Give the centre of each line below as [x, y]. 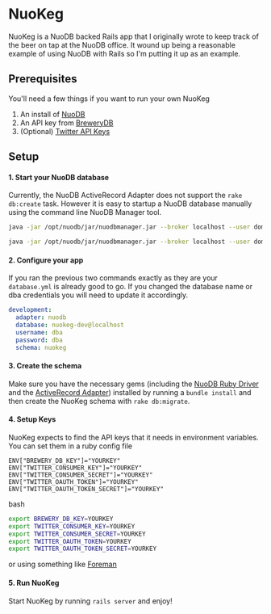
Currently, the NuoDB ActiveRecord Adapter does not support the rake [125, 196]
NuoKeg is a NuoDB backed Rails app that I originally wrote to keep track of [134, 36]
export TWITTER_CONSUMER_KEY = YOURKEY [72, 526]
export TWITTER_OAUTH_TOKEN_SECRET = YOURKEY [83, 549]
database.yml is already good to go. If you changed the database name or [130, 287]
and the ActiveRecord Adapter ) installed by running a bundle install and [130, 392]
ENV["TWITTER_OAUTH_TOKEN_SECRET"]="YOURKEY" [86, 489]
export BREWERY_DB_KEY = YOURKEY [61, 519]
